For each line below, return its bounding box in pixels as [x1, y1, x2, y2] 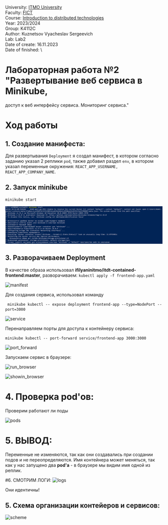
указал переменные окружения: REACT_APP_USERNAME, [5, 163, 118, 169]
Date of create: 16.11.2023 [5, 42, 58, 47]
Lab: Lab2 [5, 36, 26, 42]
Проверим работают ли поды [5, 407, 68, 413]
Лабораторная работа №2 [5, 65, 119, 76]
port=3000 [5, 307, 26, 312]
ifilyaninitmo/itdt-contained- [74, 267, 136, 273]
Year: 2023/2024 [5, 20, 41, 26]
